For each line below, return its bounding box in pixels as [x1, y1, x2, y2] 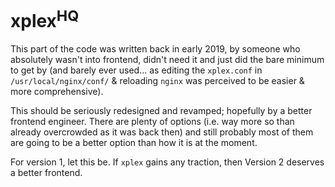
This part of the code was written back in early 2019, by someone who [10, 43, 301, 55]
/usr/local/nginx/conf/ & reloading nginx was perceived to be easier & [10, 75, 305, 87]
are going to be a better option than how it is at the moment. [10, 137, 258, 149]
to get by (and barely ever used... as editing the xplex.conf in [10, 64, 263, 76]
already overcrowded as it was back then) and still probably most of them [10, 126, 314, 138]
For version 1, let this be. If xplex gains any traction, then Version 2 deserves [10, 156, 325, 168]
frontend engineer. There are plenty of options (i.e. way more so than [10, 116, 295, 128]
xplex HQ [10, 6, 80, 33]
